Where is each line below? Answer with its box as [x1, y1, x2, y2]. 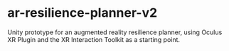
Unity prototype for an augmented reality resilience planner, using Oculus [7, 28, 223, 36]
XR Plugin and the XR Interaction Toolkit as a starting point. [7, 35, 180, 43]
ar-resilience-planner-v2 [7, 5, 158, 21]
